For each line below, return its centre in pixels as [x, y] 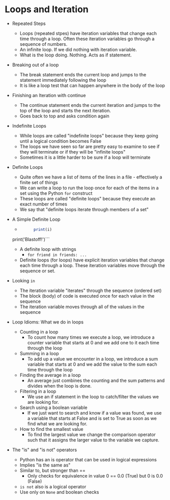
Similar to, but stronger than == [53, 470]
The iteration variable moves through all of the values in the [82, 307]
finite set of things [39, 182]
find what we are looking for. [57, 424]
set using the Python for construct [56, 193]
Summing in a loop [39, 353]
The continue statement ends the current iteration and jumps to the [90, 105]
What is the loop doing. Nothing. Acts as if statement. [76, 55]
